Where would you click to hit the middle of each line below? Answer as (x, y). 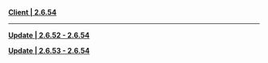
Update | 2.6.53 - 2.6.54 (49, 51)
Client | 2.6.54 (33, 12)
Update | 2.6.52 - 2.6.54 (49, 35)
